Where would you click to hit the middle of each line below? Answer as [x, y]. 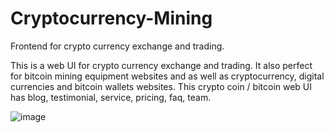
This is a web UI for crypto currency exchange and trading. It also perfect [161, 65]
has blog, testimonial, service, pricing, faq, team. [111, 97]
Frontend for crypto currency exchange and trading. [117, 46]
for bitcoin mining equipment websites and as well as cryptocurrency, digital [167, 76]
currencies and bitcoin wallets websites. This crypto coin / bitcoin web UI [161, 86]
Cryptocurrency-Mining [111, 18]
